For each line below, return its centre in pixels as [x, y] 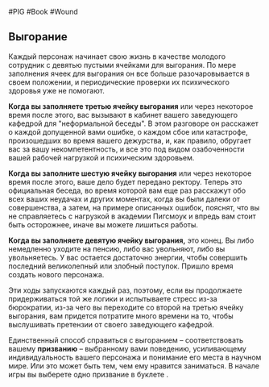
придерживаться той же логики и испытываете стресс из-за [113, 298]
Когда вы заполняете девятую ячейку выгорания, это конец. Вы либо [131, 240]
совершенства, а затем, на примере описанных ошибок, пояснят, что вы [134, 207]
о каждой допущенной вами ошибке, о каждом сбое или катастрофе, [128, 131]
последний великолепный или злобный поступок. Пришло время [121, 266]
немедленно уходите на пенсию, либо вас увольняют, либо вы [117, 248]
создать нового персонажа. [56, 274]
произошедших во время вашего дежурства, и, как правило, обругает [130, 140]
